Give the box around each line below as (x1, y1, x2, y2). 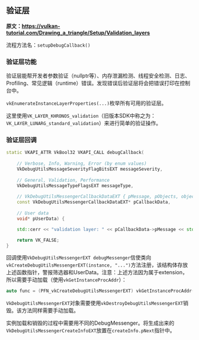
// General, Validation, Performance (17, 177, 110, 183)
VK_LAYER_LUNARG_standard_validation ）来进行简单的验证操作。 (6, 120, 162, 127)
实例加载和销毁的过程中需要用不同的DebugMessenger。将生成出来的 (6, 319, 175, 327)
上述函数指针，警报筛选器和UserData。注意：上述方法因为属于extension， (6, 269, 188, 276)
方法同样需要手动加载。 (21, 307, 79, 314)
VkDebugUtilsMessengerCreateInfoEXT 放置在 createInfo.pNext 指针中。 (6, 327, 175, 334)
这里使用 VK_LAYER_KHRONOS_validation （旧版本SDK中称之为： (6, 112, 156, 120)
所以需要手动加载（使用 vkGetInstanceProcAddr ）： (6, 276, 127, 283)
